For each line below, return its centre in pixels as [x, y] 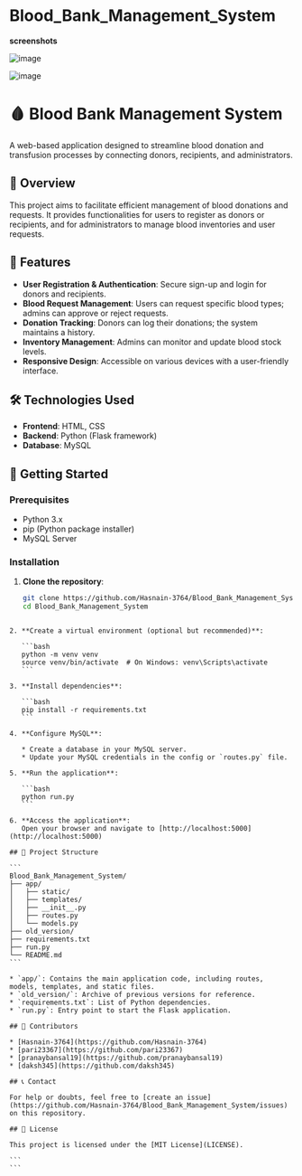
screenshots [33, 41]
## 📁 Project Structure [54, 852]
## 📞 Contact [33, 1082]
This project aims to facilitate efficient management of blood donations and [149, 205]
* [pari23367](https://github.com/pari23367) [96, 1050]
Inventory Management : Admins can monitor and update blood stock [152, 342]
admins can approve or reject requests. [95, 313]
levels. [34, 351]
